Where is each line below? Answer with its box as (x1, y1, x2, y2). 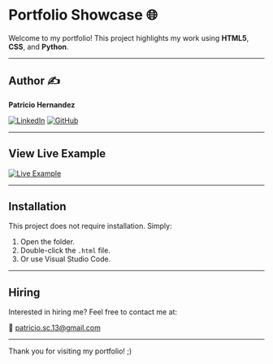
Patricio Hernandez (8, 99, 76, 109)
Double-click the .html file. (19, 246, 111, 256)
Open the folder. (19, 237, 76, 247)
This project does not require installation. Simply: (8, 221, 172, 231)
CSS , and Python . (8, 42, 69, 51)
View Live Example (8, 147, 106, 160)
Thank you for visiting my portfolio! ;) (8, 346, 132, 356)
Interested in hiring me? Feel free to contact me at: (8, 307, 177, 317)
